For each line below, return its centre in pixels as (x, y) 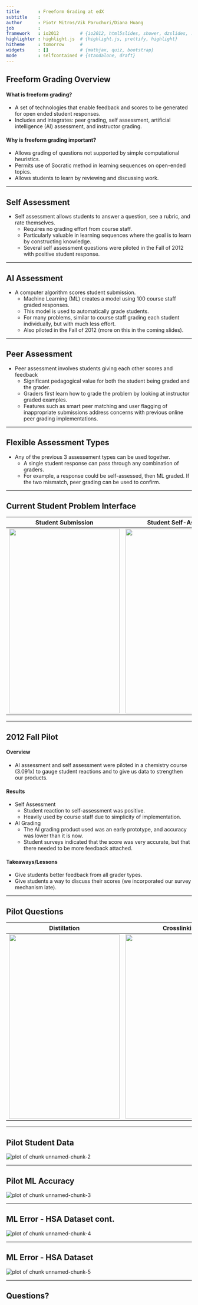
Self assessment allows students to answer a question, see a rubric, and (102, 217)
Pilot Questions (35, 911)
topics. (23, 172)
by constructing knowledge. (57, 242)
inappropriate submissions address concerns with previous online (103, 412)
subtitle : (24, 17)
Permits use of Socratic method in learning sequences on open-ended (100, 165)
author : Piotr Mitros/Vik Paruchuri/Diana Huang (75, 22)
